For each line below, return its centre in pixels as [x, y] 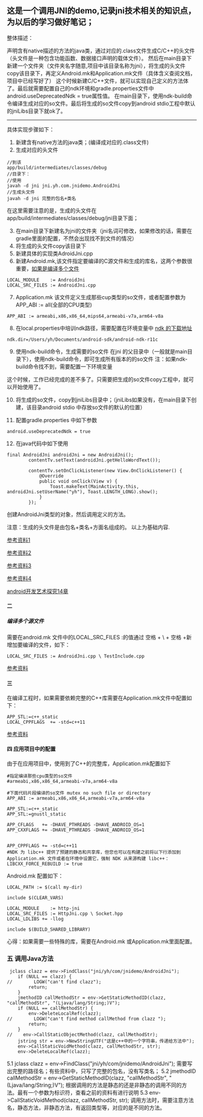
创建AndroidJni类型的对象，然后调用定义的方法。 [68, 514]
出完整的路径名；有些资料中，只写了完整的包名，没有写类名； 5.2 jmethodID [101, 1071]
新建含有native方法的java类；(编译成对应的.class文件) [82, 142]
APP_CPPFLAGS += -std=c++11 [42, 846]
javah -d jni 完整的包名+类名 [42, 198]
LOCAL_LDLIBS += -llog [35, 919]
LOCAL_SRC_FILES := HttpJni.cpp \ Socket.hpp [65, 913]
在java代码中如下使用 [42, 443]
